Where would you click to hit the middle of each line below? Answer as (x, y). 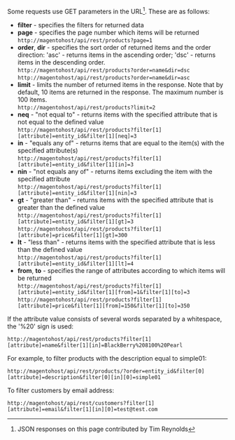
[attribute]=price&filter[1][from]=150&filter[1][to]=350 (104, 306)
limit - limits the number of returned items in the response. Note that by (120, 84)
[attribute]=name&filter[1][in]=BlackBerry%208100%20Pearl (95, 345)
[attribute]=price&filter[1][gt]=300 (72, 235)
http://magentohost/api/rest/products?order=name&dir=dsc (104, 70)
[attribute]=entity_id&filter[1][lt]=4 (76, 264)
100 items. (32, 99)
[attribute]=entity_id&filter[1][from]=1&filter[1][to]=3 (104, 292)
